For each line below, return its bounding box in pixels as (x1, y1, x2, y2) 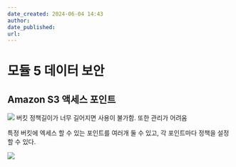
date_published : (7, 23, 56, 31)
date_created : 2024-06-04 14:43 (7, 10, 103, 18)
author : (7, 17, 31, 24)
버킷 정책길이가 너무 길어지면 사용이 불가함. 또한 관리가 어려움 (16, 114, 188, 122)
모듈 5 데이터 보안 (7, 63, 105, 79)
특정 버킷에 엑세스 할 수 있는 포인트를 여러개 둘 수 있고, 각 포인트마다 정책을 (7, 129, 216, 137)
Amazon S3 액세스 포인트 (7, 93, 116, 105)
